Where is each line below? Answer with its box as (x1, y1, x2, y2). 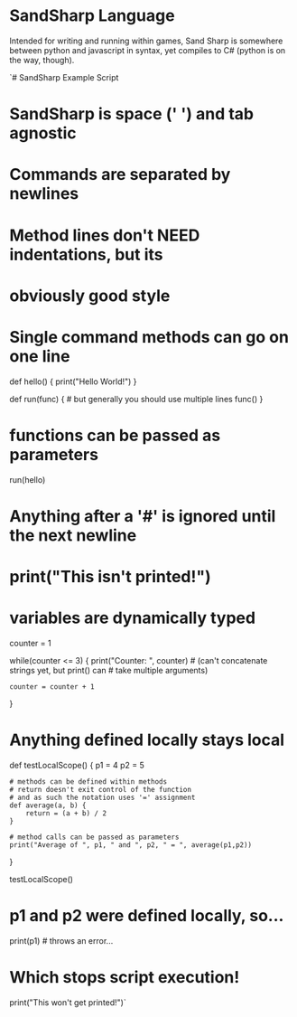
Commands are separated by (9, 165, 231, 185)
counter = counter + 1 (9, 682, 95, 692)
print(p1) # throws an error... (9, 935, 114, 946)
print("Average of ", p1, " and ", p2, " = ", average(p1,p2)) (9, 840, 253, 850)
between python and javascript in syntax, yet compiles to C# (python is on (9, 44, 286, 55)
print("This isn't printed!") (9, 566, 211, 587)
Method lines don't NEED (9, 225, 200, 245)
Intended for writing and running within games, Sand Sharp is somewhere (9, 35, 283, 46)
